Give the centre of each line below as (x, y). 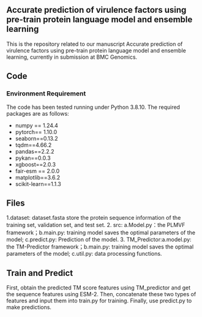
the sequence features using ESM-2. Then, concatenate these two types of (101, 294)
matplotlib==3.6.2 (38, 177)
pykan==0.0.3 (33, 158)
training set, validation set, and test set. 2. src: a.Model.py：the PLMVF (96, 225)
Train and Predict (40, 273)
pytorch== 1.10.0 (36, 132)
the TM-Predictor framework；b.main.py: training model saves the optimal (100, 247)
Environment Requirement (46, 94)
